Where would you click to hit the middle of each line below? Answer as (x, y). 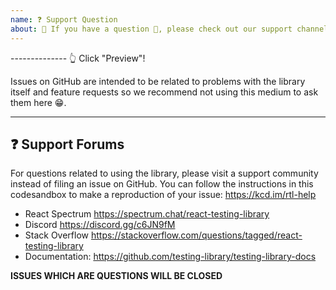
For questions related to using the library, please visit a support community (164, 173)
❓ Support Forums (67, 144)
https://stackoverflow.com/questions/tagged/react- (196, 235)
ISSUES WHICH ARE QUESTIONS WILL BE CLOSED (116, 276)
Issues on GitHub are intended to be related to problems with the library (158, 81)
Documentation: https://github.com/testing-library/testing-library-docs (170, 257)
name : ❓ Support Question (64, 19)
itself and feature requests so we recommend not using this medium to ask (164, 92)
